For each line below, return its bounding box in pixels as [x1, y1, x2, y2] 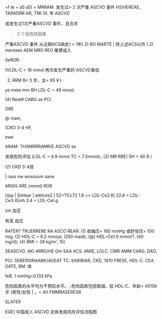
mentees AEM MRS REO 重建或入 [5, 48, 72, 53]
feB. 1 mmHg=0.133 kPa [5, 273, 52, 279]
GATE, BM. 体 [5, 264, 32, 269]
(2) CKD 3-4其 [5, 164, 34, 169]
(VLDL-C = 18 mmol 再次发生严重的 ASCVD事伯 [5, 67, 99, 73]
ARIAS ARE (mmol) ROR [5, 183, 52, 188]
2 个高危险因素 [16, 31, 47, 36]
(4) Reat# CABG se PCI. [5, 97, 52, 102]
